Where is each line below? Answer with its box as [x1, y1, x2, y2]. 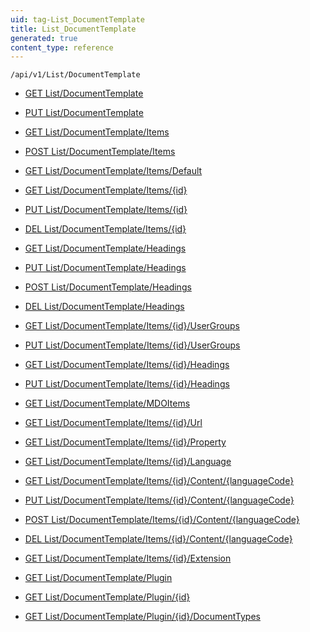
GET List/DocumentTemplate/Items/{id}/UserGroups [24, 320, 240, 332]
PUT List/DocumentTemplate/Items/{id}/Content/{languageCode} [24, 494, 295, 506]
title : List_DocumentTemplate [10, 24, 137, 34]
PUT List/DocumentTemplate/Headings [24, 262, 187, 274]
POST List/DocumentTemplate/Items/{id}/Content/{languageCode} [24, 514, 300, 526]
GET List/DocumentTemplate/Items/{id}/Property [24, 436, 227, 448]
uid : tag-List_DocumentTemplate [10, 14, 145, 25]
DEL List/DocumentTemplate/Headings [24, 301, 185, 313]
